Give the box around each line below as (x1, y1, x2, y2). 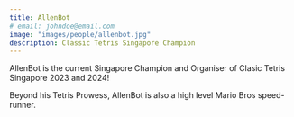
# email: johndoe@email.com (9, 22, 115, 31)
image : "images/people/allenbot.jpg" (9, 30, 152, 39)
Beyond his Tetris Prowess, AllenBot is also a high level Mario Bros (9, 90, 256, 101)
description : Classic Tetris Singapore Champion (9, 38, 196, 48)
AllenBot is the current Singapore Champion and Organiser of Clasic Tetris (9, 63, 286, 74)
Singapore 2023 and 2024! (9, 73, 110, 84)
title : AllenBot (9, 13, 70, 22)
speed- (257, 90, 285, 101)
